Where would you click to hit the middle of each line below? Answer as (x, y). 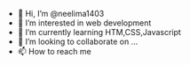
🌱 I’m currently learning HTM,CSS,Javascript (99, 32)
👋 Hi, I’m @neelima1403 (61, 14)
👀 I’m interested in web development (84, 23)
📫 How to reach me (54, 51)
